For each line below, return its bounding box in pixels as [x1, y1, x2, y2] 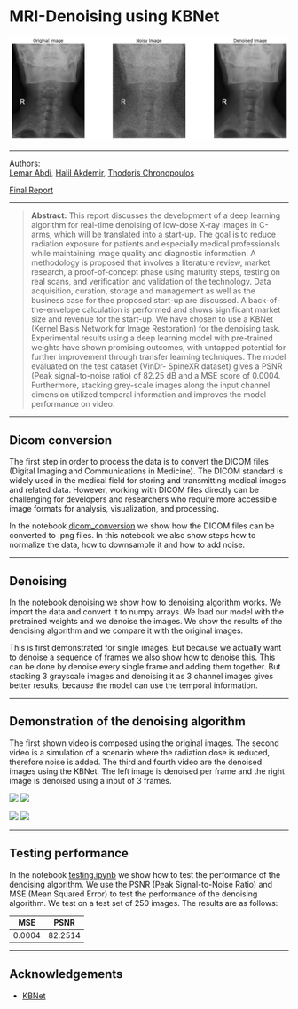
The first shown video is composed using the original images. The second [9, 738, 279, 748]
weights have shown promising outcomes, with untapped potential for [30, 342, 286, 353]
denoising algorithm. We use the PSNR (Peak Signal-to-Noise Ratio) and [9, 879, 273, 889]
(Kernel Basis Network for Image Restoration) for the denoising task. [30, 324, 281, 334]
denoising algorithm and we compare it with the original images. [9, 625, 244, 636]
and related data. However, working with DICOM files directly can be [9, 485, 260, 496]
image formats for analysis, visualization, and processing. [9, 504, 220, 514]
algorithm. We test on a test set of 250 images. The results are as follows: [9, 897, 278, 908]
